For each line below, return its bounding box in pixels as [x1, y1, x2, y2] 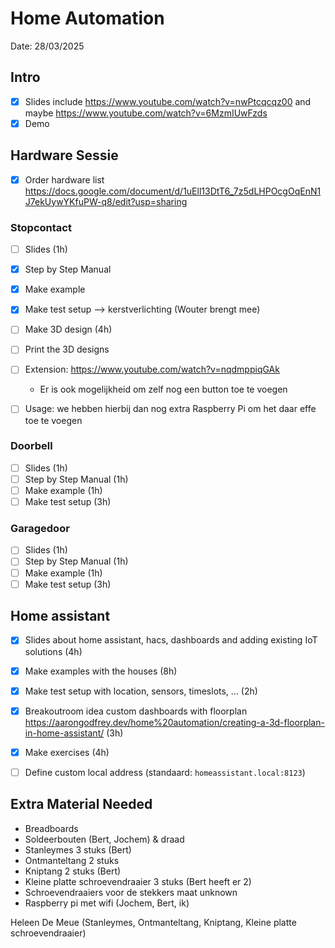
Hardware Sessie [10, 147, 119, 164]
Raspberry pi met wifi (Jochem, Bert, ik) [24, 897, 190, 909]
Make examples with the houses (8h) [24, 665, 178, 677]
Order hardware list [24, 173, 105, 186]
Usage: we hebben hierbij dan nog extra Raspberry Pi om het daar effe [24, 403, 317, 415]
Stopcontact [10, 220, 72, 234]
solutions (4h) [24, 645, 83, 657]
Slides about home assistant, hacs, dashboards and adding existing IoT [24, 634, 318, 646]
